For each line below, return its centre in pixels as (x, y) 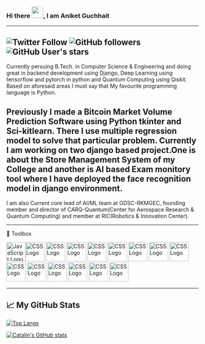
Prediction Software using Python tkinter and (94, 122)
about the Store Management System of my (91, 159)
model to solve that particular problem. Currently (101, 140)
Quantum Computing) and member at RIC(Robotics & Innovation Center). (98, 216)
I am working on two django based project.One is (101, 150)
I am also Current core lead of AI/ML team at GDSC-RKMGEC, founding (96, 203)
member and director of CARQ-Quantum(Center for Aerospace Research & (100, 209)
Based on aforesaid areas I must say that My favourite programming (92, 86)
